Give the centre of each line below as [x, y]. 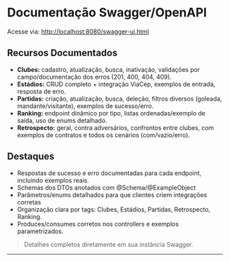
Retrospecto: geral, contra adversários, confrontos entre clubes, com [115, 127]
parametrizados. [40, 231]
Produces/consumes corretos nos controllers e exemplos [98, 224]
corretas [29, 202]
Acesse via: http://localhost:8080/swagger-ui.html [78, 31]
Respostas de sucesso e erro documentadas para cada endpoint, [109, 173]
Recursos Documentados [62, 53]
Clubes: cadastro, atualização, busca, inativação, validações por [108, 69]
